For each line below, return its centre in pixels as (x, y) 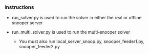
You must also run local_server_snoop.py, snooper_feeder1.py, (82, 41)
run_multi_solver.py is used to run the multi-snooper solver (71, 32)
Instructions (20, 7)
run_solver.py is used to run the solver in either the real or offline (77, 18)
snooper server (27, 23)
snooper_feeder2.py (39, 47)
